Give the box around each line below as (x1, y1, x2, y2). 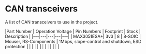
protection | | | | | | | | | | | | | (5, 43, 59, 49)
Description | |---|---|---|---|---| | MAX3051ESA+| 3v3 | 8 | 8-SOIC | (5, 33, 141, 39)
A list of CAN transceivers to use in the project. (5, 19, 99, 25)
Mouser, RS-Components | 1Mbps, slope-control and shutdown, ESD (5, 38, 142, 44)
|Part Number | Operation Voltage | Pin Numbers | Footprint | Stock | (5, 28, 141, 34)
